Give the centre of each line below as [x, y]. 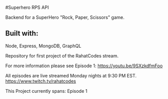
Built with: [22, 34]
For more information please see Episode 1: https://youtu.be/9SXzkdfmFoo [84, 66]
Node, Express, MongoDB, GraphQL [43, 46]
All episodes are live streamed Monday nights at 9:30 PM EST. [71, 75]
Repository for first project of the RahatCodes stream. [62, 55]
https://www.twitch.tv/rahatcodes [41, 81]
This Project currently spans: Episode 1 [46, 91]
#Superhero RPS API [27, 7]
